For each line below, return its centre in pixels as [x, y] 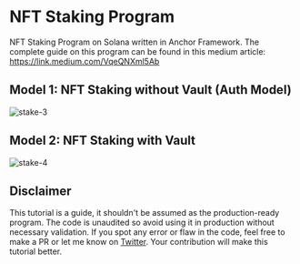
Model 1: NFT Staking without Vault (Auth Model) [151, 90]
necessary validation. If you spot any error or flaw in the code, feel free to [147, 232]
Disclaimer [40, 191]
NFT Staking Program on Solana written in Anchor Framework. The [135, 42]
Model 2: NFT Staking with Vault [103, 141]
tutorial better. [36, 251]
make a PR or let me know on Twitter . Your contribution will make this [139, 242]
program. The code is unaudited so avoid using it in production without [142, 223]
